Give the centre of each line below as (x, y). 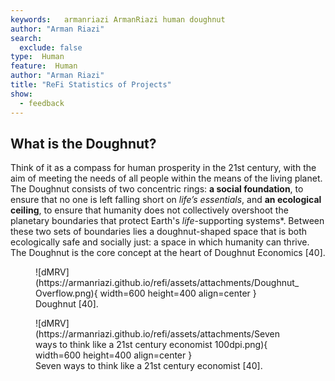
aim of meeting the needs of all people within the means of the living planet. (166, 178)
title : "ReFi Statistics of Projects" (91, 85)
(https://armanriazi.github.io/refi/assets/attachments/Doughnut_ (167, 283)
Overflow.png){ (66, 293)
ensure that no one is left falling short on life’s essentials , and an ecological (166, 200)
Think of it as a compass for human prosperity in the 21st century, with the (163, 168)
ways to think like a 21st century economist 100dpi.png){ (151, 345)
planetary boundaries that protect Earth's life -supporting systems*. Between (167, 221)
